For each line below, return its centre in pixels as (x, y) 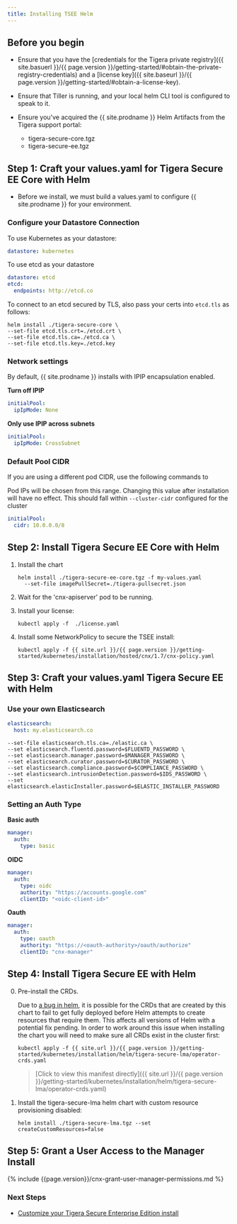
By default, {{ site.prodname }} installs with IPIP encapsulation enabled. (111, 377)
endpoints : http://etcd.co (53, 291)
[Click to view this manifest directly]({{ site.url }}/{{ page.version (129, 1074)
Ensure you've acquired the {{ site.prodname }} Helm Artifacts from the (121, 117)
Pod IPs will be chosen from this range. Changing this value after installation (118, 491)
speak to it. (34, 104)
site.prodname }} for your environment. (75, 204)
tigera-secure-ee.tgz (59, 146)
